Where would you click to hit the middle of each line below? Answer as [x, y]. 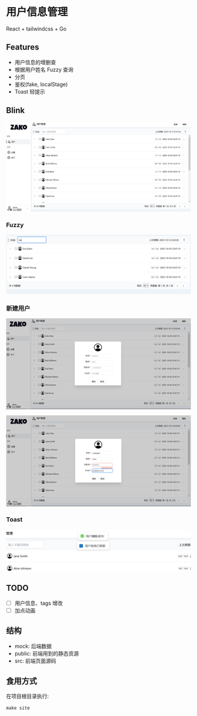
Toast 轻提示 [30, 91]
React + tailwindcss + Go [36, 29]
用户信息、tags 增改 [39, 603]
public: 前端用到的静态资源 [47, 653]
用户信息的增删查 [35, 62]
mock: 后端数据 [33, 646]
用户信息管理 [37, 12]
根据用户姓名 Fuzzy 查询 [44, 69]
